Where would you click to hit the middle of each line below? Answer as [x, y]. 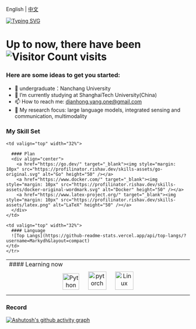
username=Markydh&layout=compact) [48, 241]
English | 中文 [22, 9]
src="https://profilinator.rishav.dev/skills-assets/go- [92, 169]
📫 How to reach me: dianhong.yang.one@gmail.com [78, 102]
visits [93, 57]
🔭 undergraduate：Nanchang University [62, 89]
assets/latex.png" [28, 205]
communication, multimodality [51, 116]
